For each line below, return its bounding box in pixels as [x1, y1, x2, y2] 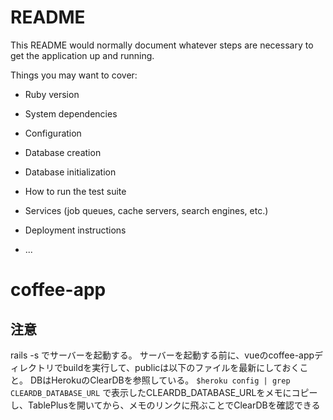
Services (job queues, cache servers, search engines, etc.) [24, 204, 269, 216]
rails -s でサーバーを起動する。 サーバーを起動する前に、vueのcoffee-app [10, 349, 315, 361]
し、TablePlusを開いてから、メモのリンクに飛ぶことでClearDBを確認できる [10, 399, 321, 411]
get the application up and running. [10, 49, 155, 61]
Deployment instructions [24, 224, 127, 236]
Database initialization [24, 166, 117, 178]
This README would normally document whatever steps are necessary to [10, 39, 314, 51]
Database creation [24, 146, 102, 158]
